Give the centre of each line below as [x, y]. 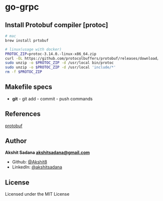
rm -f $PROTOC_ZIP [24, 72]
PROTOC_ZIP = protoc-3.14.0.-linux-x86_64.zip [51, 54]
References [23, 114]
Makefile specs [29, 87]
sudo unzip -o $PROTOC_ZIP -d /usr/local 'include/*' [61, 67]
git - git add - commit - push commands [52, 99]
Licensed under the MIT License [37, 194]
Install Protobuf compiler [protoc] [57, 25]
